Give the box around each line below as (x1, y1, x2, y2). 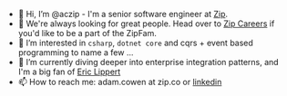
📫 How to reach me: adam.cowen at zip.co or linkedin (17, 77, 222, 87)
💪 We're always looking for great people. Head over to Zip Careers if (17, 18, 275, 29)
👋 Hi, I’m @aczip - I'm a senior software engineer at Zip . (17, 9, 229, 19)
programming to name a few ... (17, 47, 134, 58)
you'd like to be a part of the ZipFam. (17, 28, 157, 38)
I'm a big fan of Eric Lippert (17, 66, 121, 77)
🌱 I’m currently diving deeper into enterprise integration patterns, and (17, 57, 280, 67)
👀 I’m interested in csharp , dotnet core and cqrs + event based (17, 37, 253, 48)
